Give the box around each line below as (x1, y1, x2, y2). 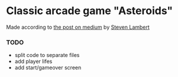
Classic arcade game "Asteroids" (6, 4, 173, 18)
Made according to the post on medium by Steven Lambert (6, 24, 150, 31)
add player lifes (14, 58, 53, 65)
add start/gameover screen (14, 64, 82, 71)
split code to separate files (14, 52, 80, 59)
